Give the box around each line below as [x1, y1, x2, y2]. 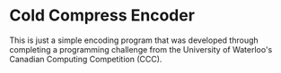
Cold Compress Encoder [9, 5, 196, 26]
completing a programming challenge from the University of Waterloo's [9, 44, 273, 54]
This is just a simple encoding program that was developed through [9, 35, 259, 45]
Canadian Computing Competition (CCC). [9, 53, 162, 64]
